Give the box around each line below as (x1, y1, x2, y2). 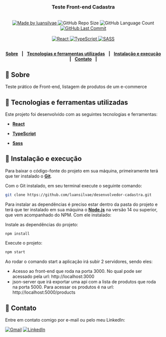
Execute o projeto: (5, 240, 43, 246)
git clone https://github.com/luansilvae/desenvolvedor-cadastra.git (5, 192, 152, 197)
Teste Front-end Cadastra (52, 3, 115, 10)
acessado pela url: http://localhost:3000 (12, 273, 95, 279)
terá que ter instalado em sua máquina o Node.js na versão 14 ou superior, (5, 206, 158, 212)
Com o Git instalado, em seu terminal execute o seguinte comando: (5, 182, 142, 188)
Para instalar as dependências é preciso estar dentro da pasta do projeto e (5, 201, 158, 207)
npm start (5, 250, 26, 254)
